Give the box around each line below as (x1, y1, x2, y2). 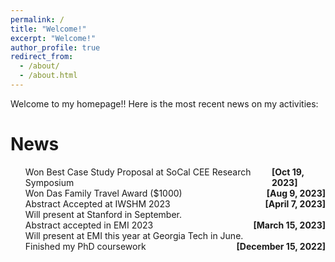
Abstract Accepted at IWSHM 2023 (24, 197, 171, 210)
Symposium (24, 176, 75, 188)
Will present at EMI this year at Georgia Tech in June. (24, 229, 244, 241)
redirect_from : (10, 52, 74, 62)
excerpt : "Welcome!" (10, 33, 97, 43)
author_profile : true (10, 42, 101, 53)
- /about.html (19, 71, 78, 81)
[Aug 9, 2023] (266, 187, 326, 199)
